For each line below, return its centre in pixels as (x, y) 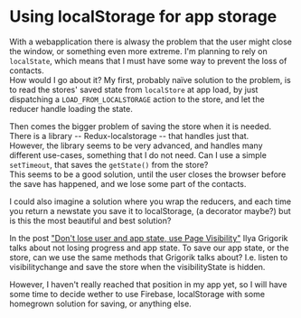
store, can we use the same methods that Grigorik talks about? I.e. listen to (149, 257)
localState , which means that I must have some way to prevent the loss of (148, 61)
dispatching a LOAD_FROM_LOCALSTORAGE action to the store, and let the (137, 99)
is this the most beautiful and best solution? (90, 220)
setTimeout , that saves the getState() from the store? (109, 164)
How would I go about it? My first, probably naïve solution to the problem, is (150, 79)
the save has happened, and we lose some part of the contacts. (128, 183)
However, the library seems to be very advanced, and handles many (136, 145)
